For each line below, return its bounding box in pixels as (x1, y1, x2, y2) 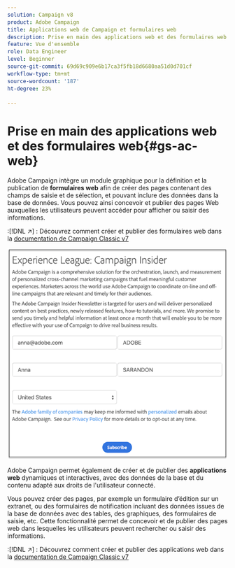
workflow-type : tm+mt (7, 70, 71, 77)
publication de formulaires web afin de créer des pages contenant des (7, 184, 212, 192)
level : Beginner (7, 56, 55, 63)
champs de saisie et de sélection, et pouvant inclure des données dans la (7, 191, 219, 199)
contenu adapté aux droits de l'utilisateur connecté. (7, 481, 156, 490)
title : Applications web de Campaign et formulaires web (7, 26, 177, 33)
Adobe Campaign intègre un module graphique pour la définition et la (7, 176, 207, 185)
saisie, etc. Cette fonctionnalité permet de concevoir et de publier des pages (7, 517, 228, 525)
